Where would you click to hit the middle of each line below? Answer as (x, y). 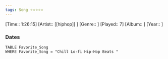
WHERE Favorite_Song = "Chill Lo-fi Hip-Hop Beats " (62, 51)
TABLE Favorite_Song (27, 47)
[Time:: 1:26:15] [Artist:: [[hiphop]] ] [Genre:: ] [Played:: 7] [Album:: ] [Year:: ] (84, 24)
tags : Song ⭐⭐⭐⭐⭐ (24, 10)
